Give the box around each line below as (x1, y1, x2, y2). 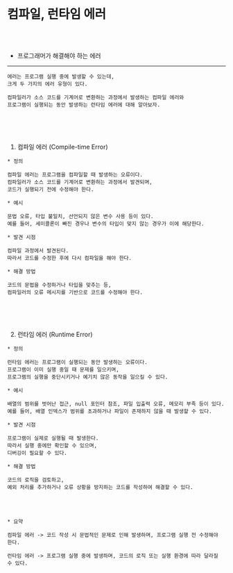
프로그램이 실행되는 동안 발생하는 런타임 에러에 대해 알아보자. (7, 101, 161, 108)
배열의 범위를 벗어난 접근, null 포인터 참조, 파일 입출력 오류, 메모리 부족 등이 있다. (7, 400, 225, 407)
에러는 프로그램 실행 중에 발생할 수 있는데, (7, 73, 115, 80)
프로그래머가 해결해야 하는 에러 (17, 51, 101, 60)
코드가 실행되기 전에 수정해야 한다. (7, 185, 94, 193)
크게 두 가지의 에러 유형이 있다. (7, 81, 88, 88)
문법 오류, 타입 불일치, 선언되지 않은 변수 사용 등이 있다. (7, 213, 154, 219)
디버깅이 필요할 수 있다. (7, 449, 68, 456)
